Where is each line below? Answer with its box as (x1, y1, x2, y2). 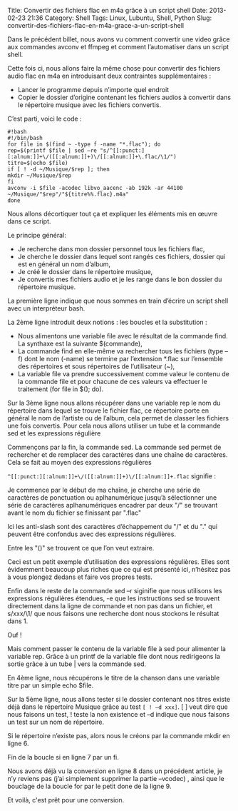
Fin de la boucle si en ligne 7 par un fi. (7, 753, 120, 761)
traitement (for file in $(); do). (17, 385, 104, 393)
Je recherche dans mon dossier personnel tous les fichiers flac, (17, 245, 205, 253)
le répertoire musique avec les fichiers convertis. (17, 101, 162, 109)
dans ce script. (7, 217, 51, 226)
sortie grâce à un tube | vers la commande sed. (7, 660, 146, 668)
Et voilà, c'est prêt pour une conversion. (7, 796, 125, 804)
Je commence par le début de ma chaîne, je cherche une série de (7, 485, 201, 494)
